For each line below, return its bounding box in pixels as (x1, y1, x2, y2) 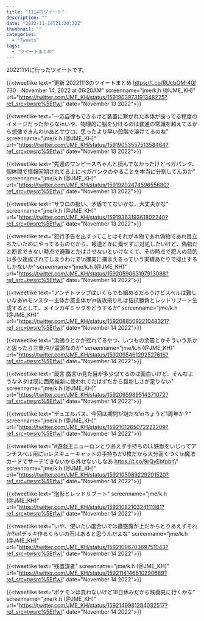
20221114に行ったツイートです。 (6, 66, 88, 73)
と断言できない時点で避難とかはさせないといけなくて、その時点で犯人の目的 (6, 247, 198, 255)
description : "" (6, 15, 47, 21)
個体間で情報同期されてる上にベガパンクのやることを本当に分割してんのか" (6, 168, 196, 175)
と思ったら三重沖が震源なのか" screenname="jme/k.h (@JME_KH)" (6, 344, 175, 351)
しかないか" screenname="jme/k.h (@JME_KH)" (6, 263, 127, 270)
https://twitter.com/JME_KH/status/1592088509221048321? (18, 318, 169, 325)
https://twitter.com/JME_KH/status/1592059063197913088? (18, 269, 169, 277)
